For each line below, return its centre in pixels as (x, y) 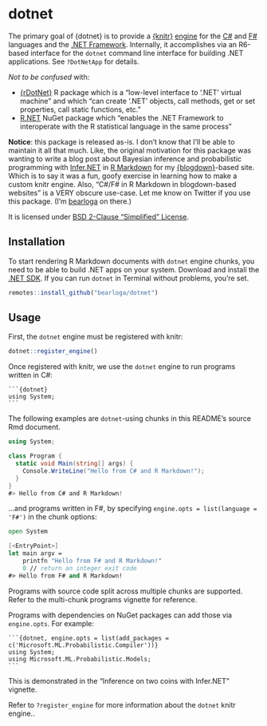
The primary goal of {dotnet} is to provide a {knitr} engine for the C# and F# (133, 36)
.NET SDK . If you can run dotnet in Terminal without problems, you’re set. (129, 278)
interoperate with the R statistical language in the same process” (126, 126)
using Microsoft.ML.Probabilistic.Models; (80, 659)
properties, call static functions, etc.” (80, 109)
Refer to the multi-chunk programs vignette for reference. (103, 599)
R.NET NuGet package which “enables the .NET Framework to (122, 117)
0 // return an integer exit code (80, 568)
